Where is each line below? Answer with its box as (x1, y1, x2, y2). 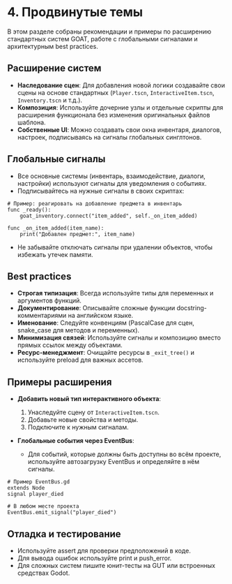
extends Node (7, 485, 45, 492)
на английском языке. (68, 312, 134, 320)
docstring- (176, 304, 207, 312)
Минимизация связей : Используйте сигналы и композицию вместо (17, 333, 222, 342)
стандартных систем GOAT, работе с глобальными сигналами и (7, 34, 199, 43)
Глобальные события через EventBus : (17, 437, 134, 445)
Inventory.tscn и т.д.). (17, 96, 82, 104)
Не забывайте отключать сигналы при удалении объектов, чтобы (17, 242, 213, 251)
